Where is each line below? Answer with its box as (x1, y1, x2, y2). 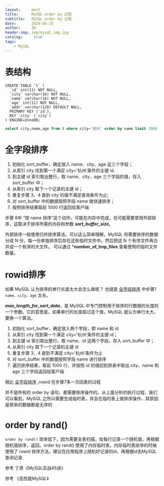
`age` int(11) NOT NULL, (9, 100, 60, 105)
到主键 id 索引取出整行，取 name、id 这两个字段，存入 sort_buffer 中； (12, 338, 155, 344)
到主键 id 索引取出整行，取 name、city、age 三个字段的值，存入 (12, 174, 141, 180)
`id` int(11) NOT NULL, (9, 87, 58, 92)
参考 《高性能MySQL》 (5, 476, 49, 482)
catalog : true (5, 35, 43, 40)
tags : (5, 39, 16, 44)
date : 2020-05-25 (5, 21, 54, 26)
